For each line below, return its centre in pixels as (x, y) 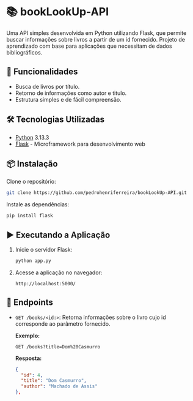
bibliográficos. (24, 52)
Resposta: (28, 358)
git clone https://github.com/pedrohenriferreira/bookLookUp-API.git (97, 193)
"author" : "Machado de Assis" (59, 386)
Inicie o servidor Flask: (44, 249)
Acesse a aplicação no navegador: (59, 272)
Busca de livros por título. (47, 86)
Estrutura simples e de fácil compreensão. (68, 99)
